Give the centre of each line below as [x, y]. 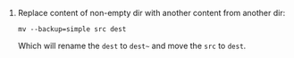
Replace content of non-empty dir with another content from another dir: [151, 13]
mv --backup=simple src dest [72, 29]
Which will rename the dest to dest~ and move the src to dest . [132, 46]
